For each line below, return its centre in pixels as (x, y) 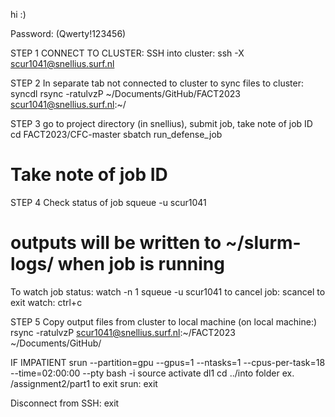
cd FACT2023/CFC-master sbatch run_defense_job (116, 134)
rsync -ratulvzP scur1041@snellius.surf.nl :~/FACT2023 (123, 332)
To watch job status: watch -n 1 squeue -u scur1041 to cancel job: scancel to (168, 291)
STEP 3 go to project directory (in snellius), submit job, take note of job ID (161, 123)
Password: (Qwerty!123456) (68, 33)
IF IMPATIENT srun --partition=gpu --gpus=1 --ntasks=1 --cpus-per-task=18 (168, 362)
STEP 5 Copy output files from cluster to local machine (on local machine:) (164, 321)
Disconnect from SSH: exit (65, 403)
